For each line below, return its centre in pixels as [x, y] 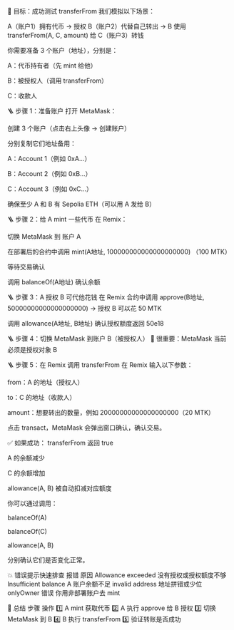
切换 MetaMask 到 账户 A [44, 237]
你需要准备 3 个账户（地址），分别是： [63, 50]
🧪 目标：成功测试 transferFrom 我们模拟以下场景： [81, 11]
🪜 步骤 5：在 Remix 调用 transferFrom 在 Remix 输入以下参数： [100, 365]
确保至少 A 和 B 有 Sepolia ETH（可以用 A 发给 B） [81, 204]
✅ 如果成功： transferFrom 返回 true [61, 443]
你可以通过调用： [32, 503]
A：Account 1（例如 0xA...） [49, 159]
